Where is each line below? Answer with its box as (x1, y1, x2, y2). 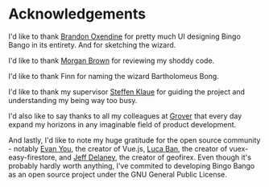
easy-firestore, (8, 152, 58, 162)
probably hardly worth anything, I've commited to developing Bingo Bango (8, 160, 255, 170)
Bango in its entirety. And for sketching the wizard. (8, 39, 176, 49)
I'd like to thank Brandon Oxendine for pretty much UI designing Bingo (8, 31, 242, 41)
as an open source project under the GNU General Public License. (8, 169, 227, 179)
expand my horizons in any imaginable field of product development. (8, 119, 237, 129)
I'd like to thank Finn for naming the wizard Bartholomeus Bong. (8, 71, 219, 81)
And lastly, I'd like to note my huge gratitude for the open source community (8, 135, 261, 145)
